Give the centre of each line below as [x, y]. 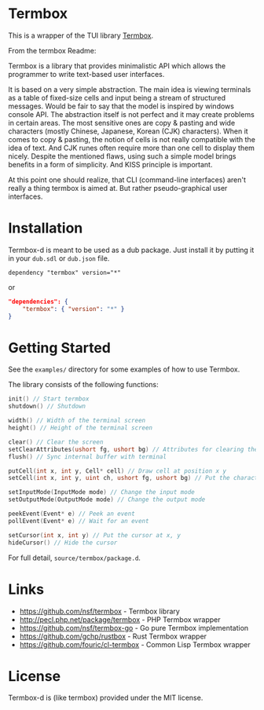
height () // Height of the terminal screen [81, 428]
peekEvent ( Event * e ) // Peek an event [71, 514]
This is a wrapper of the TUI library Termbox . [81, 35]
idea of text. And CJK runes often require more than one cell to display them [132, 148]
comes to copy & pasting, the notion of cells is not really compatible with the [132, 139]
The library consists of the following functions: [83, 385]
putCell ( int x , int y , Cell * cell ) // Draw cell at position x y [117, 471]
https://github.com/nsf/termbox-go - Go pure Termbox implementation [134, 628]
